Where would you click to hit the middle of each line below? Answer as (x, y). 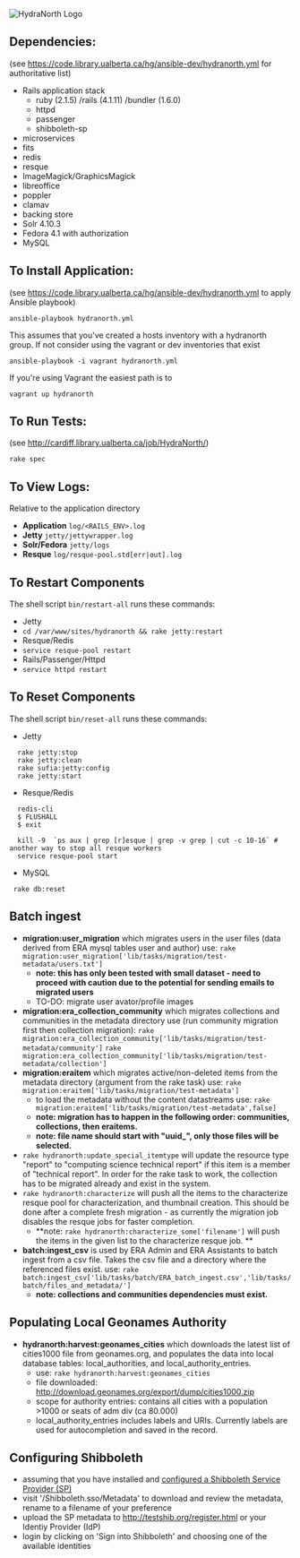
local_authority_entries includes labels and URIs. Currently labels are (162, 1420)
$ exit (30, 824)
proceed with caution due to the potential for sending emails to (155, 982)
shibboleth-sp (61, 128)
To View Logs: (50, 487)
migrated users (64, 992)
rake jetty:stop (47, 753)
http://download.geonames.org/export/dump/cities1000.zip (145, 1391)
